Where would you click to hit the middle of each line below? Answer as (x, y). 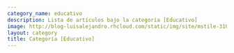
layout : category (32, 33)
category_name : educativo (45, 13)
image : (17, 26)
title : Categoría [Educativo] (51, 39)
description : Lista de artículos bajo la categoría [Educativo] (102, 20)
